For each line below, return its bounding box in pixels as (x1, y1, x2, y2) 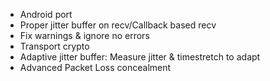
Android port (19, 9, 73, 20)
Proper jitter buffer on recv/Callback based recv (19, 19, 217, 31)
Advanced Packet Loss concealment (19, 62, 172, 73)
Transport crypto (19, 40, 90, 52)
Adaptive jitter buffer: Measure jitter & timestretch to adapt (19, 51, 261, 63)
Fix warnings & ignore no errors (19, 30, 150, 41)
